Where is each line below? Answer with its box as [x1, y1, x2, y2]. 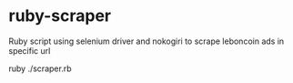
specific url [8, 45, 51, 56]
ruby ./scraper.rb [8, 63, 72, 74]
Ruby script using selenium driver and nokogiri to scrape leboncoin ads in [8, 36, 285, 47]
